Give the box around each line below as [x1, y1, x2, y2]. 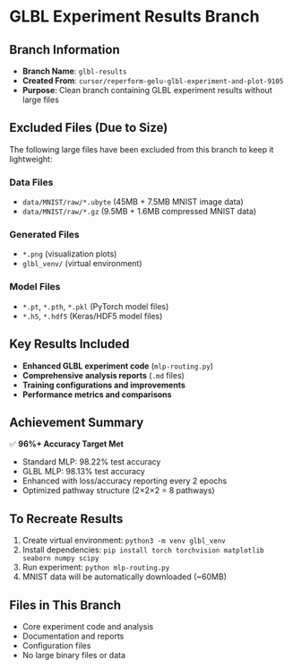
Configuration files [22, 639, 91, 651]
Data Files [9, 176, 54, 188]
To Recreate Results [9, 511, 124, 526]
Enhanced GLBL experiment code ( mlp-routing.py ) [22, 361, 213, 371]
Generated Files [9, 229, 81, 241]
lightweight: [9, 153, 53, 164]
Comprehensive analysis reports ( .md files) [22, 369, 185, 380]
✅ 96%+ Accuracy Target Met [9, 439, 124, 449]
